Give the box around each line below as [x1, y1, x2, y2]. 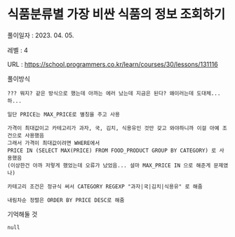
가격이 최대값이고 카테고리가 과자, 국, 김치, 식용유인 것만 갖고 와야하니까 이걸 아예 [7, 124, 220, 132]
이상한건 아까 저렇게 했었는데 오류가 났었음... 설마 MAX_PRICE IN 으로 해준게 [10, 162, 211, 169]
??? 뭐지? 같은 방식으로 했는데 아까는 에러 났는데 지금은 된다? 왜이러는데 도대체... [7, 89, 221, 97]
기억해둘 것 [7, 210, 38, 218]
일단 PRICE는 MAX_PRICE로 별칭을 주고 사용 [7, 110, 121, 118]
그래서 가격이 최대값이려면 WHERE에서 [7, 139, 100, 146]
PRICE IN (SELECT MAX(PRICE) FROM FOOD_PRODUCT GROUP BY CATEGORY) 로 [7, 147, 217, 154]
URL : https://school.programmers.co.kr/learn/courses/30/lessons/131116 [7, 60, 219, 68]
